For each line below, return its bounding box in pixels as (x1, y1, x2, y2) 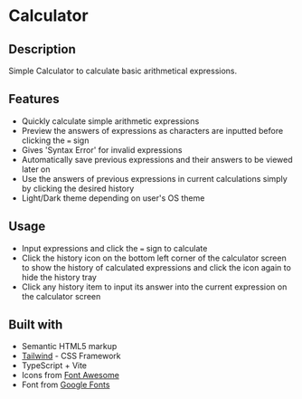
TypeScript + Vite (21, 360, 88, 371)
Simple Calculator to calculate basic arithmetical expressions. (8, 65, 238, 76)
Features (8, 91, 60, 107)
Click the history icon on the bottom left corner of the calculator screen (21, 252, 287, 263)
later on (21, 164, 51, 175)
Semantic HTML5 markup (21, 341, 118, 352)
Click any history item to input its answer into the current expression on (21, 281, 288, 292)
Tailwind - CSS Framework (21, 350, 121, 362)
